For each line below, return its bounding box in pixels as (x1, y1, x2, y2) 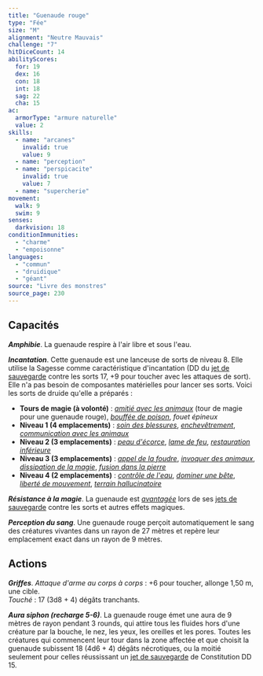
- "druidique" (15, 268, 61, 275)
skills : (8, 128, 34, 136)
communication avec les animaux (19, 428, 130, 438)
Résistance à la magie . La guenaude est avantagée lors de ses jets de (8, 493, 238, 504)
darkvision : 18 (15, 223, 65, 232)
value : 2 (15, 121, 44, 129)
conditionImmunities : (8, 231, 79, 239)
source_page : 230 (8, 290, 65, 297)
